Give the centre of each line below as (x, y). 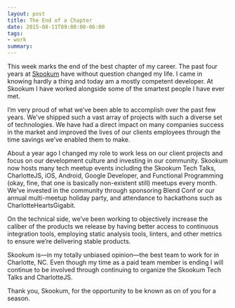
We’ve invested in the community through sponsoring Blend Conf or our (111, 190)
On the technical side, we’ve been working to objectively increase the (108, 219)
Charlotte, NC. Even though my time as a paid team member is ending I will (115, 262)
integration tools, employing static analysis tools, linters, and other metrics (115, 234)
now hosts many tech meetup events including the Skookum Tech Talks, (112, 168)
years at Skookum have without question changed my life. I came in (105, 74)
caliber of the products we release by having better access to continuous (113, 226)
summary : (20, 46)
